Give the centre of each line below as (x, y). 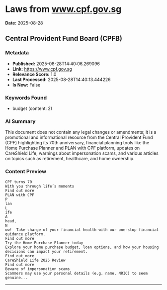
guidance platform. (25, 234)
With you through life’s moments (40, 186)
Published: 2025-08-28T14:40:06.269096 (56, 64)
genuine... (16, 278)
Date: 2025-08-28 (24, 23)
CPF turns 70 (19, 182)
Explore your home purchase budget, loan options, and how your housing (82, 247)
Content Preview (26, 172)
